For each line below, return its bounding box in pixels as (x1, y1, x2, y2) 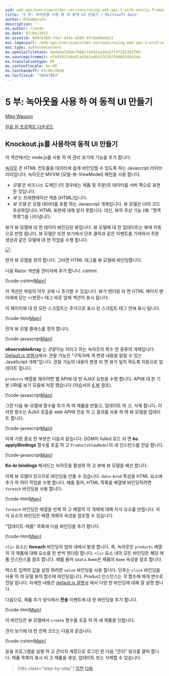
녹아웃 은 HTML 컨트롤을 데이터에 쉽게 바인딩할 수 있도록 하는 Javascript (5, 165, 149, 171)
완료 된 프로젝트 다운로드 (5, 124, 54, 130)
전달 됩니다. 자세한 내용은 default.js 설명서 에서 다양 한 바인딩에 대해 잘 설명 (5, 579, 154, 585)
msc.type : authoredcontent (5, 45, 62, 50)
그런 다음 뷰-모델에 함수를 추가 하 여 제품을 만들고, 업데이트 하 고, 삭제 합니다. (5, 402, 157, 408)
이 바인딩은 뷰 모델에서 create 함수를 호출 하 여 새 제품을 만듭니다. (5, 617, 135, 623)
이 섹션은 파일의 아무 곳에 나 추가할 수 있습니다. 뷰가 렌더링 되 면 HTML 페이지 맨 (5, 288, 163, 294)
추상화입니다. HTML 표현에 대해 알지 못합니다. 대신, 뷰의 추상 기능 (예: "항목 (12, 207, 161, 213)
